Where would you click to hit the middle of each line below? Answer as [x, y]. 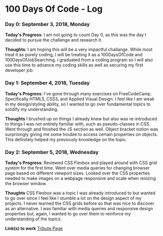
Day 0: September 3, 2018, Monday [47, 24]
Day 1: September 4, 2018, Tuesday [47, 83]
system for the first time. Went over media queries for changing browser [77, 168]
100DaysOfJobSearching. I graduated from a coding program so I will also [79, 60]
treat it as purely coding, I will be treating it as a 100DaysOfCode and [74, 55]
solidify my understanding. [32, 109]
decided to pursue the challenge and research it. [54, 40]
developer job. [19, 70]
